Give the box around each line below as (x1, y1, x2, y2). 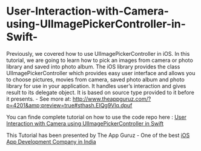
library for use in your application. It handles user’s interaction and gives (6, 82, 186, 89)
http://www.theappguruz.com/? (72, 95, 151, 102)
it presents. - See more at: (6, 95, 71, 102)
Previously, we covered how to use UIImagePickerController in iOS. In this (6, 50, 190, 57)
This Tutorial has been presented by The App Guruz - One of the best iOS (6, 132, 190, 139)
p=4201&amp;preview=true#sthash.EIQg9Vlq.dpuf (6, 101, 133, 109)
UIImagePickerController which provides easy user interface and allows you (6, 69, 196, 76)
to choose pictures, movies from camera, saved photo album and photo (6, 76, 185, 83)
